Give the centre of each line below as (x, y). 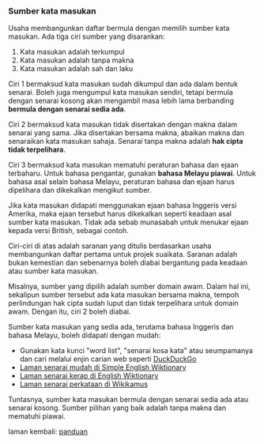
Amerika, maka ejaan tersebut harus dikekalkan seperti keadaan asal (120, 214)
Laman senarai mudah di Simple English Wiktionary (103, 367)
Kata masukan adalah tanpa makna (77, 60)
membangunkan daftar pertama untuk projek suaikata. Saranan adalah (123, 254)
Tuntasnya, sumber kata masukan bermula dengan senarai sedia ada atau (128, 400)
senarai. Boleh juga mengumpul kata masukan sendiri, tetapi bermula (121, 92)
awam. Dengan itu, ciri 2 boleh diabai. (70, 312)
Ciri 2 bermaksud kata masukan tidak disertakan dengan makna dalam (123, 125)
